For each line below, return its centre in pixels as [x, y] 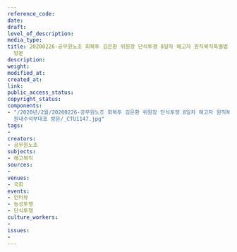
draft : [17, 27]
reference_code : [31, 14]
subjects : [22, 152]
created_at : [25, 79]
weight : [19, 66]
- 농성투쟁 [20, 204]
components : [25, 106]
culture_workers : [33, 217]
